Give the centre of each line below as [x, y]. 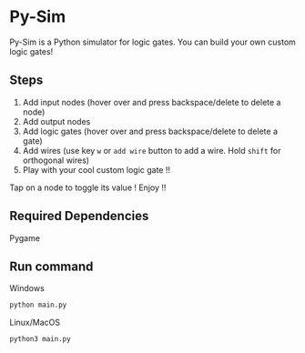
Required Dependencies [79, 216]
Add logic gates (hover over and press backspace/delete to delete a [150, 131]
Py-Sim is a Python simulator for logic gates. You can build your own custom [152, 42]
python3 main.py [40, 339]
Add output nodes [56, 121]
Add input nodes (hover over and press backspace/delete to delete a [152, 102]
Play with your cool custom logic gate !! [97, 169]
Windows [27, 288]
